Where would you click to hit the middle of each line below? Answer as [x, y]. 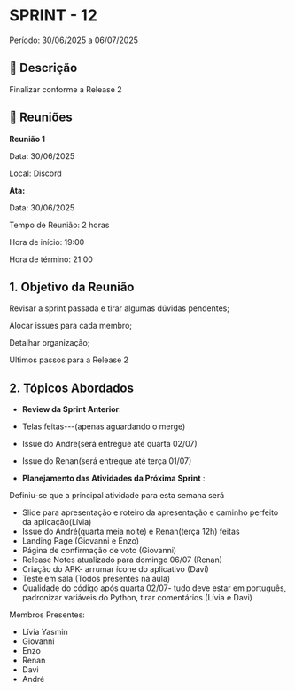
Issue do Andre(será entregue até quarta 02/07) [109, 444]
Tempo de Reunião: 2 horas [59, 225]
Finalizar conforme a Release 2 [66, 89]
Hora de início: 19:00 [47, 242]
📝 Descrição [43, 68]
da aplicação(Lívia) [57, 522]
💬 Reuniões [41, 118]
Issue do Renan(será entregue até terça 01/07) [107, 461]
